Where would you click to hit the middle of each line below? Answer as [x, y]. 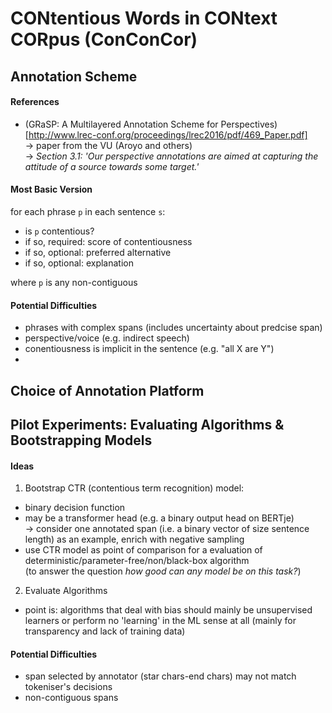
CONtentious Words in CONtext [144, 18]
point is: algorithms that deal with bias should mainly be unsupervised [168, 610]
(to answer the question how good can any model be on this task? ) [163, 571]
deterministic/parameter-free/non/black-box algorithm [137, 561]
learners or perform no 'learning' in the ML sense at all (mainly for [160, 621]
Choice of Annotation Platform [107, 390]
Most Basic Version [51, 189]
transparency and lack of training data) [105, 631]
